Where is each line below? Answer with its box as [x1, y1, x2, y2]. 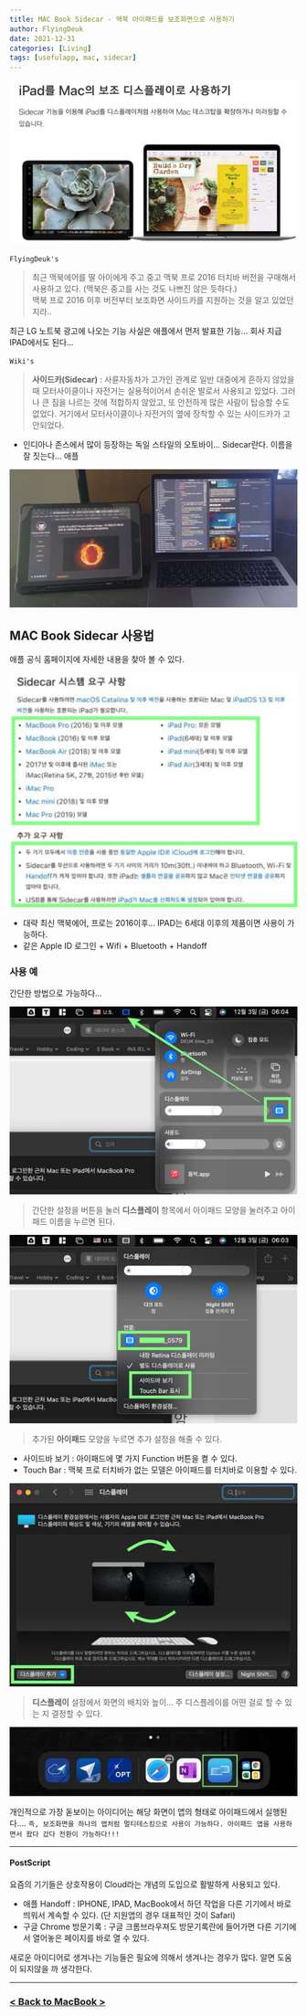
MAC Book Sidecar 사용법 [9, 628, 155, 643]
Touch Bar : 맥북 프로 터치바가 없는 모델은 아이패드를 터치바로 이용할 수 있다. [22, 1464, 297, 1475]
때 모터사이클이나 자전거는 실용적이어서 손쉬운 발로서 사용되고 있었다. [31, 385, 279, 396]
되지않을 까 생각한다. [18, 1964, 93, 1975]
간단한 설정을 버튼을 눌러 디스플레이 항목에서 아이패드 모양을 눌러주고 [31, 1205, 279, 1216]
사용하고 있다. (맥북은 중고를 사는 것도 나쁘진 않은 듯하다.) [31, 283, 238, 294]
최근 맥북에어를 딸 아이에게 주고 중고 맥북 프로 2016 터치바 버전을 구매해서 [31, 271, 297, 282]
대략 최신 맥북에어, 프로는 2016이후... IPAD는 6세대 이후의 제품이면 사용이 [22, 917, 286, 928]
